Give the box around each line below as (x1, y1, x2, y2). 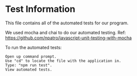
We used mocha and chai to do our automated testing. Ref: (5, 29, 126, 35)
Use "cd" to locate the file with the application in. (5, 58, 122, 63)
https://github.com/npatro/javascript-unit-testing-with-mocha (5, 35, 132, 41)
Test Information (5, 3, 76, 15)
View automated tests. (5, 67, 52, 72)
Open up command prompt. (5, 54, 57, 59)
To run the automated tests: (5, 44, 62, 50)
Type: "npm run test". (5, 63, 52, 68)
